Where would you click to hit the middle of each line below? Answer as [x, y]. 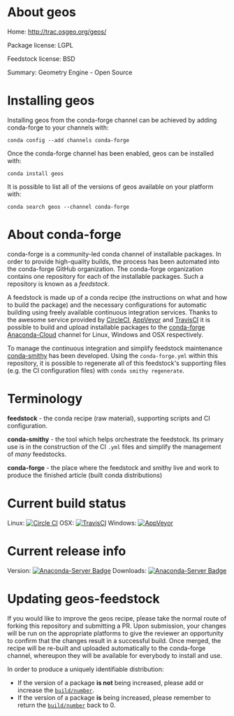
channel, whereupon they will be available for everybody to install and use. [115, 655]
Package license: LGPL [40, 45]
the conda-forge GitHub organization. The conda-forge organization [105, 269]
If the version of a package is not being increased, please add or [110, 682]
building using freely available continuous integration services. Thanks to [112, 312]
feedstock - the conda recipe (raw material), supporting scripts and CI [109, 418]
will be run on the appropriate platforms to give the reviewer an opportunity [115, 633]
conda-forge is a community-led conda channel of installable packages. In [114, 254]
